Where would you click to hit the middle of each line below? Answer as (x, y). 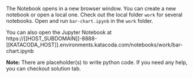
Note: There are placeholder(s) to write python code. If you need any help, (97, 62)
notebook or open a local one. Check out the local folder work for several (94, 15)
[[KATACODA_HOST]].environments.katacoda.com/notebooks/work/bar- (94, 45)
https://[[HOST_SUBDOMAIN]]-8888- (52, 38)
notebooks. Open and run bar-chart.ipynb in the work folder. (80, 21)
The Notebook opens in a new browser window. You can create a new (91, 9)
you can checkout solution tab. (44, 69)
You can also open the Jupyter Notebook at (59, 32)
